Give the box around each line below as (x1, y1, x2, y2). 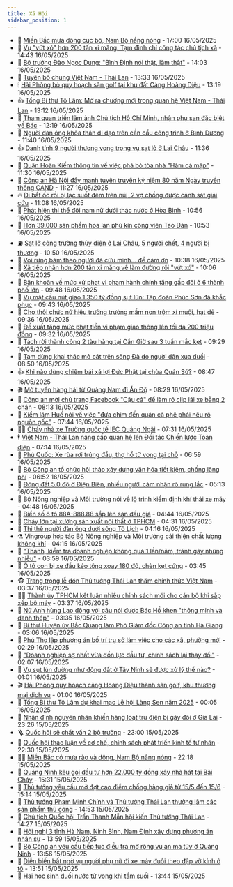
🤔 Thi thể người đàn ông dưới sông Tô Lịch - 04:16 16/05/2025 (17, 524, 196, 532)
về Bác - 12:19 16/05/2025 (17, 121, 93, 129)
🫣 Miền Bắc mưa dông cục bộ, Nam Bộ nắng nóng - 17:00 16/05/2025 (17, 36, 217, 44)
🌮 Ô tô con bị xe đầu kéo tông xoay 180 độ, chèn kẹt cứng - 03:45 (17, 561, 207, 569)
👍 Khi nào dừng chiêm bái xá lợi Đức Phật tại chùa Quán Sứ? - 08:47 (17, 367, 216, 375)
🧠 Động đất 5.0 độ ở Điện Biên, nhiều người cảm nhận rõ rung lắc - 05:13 (17, 479, 225, 489)
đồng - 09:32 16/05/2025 (17, 329, 90, 338)
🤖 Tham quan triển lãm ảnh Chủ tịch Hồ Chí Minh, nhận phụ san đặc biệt (17, 113, 225, 122)
